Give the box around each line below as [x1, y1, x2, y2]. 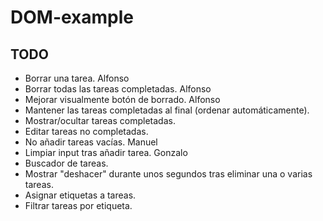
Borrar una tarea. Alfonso [24, 72, 130, 84]
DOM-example [10, 6, 135, 29]
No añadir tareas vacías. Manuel [24, 136, 158, 148]
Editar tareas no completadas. [24, 126, 149, 137]
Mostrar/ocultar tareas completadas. [24, 115, 176, 126]
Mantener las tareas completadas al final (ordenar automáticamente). [24, 104, 310, 116]
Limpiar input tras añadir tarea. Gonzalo [24, 147, 188, 158]
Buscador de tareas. [24, 157, 109, 169]
